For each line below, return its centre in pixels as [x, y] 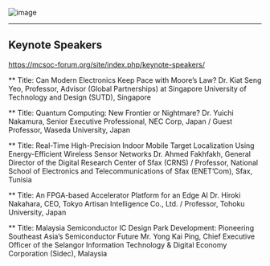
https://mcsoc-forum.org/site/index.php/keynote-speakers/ [106, 64]
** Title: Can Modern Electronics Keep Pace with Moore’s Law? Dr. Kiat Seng [135, 80]
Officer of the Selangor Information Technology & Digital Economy [118, 244]
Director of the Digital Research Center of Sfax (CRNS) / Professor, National [133, 162]
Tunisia [20, 179]
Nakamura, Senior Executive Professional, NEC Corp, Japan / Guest [121, 121]
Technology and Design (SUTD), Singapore [80, 97]
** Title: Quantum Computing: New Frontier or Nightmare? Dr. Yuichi [121, 113]
